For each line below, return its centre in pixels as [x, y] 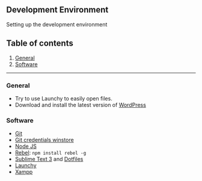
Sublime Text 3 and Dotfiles [49, 159]
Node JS [26, 146]
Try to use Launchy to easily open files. [63, 98]
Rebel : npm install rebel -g [50, 153]
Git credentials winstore [44, 140]
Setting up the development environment [57, 24]
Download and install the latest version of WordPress [80, 105]
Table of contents [40, 44]
